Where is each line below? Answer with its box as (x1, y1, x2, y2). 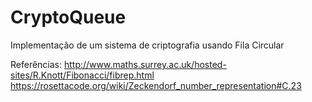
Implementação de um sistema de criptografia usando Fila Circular (10, 39, 285, 51)
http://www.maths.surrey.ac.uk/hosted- (63, 58, 227, 70)
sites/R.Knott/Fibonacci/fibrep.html (10, 69, 155, 81)
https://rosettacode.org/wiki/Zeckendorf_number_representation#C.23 (10, 79, 302, 91)
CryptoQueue (10, 6, 127, 29)
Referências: (10, 58, 63, 70)
